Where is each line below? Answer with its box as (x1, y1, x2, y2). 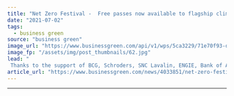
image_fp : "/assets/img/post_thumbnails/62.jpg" (7, 49, 151, 56)
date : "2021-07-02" (7, 17, 64, 24)
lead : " (7, 56, 30, 63)
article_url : (7, 68, 45, 75)
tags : (7, 23, 23, 30)
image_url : (7, 42, 39, 49)
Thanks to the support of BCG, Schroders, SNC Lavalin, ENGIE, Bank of (10, 62, 223, 69)
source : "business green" (7, 36, 82, 43)
